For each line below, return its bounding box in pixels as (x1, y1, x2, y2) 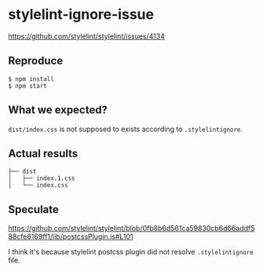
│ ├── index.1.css (8, 174, 76, 182)
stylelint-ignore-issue (8, 5, 155, 24)
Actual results (8, 147, 79, 160)
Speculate (8, 203, 59, 216)
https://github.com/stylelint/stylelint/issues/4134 (8, 31, 165, 41)
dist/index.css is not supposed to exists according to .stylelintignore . (8, 124, 243, 134)
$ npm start (8, 82, 47, 90)
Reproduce (8, 54, 64, 68)
